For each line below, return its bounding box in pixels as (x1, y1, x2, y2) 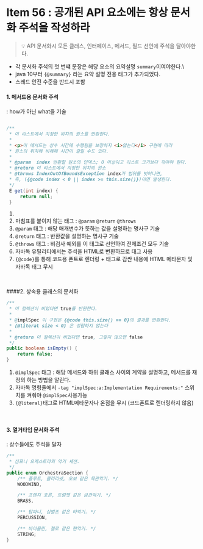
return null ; (20, 193, 53, 199)
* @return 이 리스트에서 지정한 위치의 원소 (9, 165, 106, 171)
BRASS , (17, 498, 34, 504)
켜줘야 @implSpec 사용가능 (26, 392, 88, 399)
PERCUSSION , (17, 515, 48, 521)
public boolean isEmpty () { (6, 345, 78, 351)
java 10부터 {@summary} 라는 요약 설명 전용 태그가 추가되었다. (15, 70, 161, 77)
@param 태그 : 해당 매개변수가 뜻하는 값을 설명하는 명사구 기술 (15, 225, 160, 232)
